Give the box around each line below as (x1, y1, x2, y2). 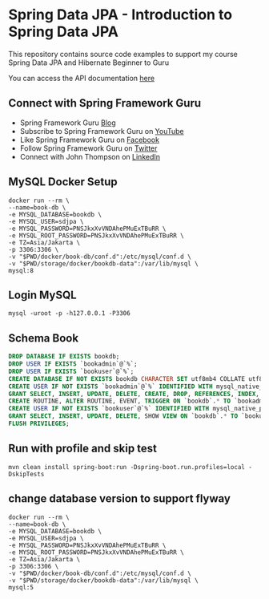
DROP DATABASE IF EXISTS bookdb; (8, 353, 120, 361)
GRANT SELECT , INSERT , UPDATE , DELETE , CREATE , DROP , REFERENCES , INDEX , (8, 390, 260, 398)
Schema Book (8, 331, 78, 345)
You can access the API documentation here (8, 73, 155, 83)
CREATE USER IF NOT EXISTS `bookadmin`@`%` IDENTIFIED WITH (8, 382, 214, 391)
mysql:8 (8, 266, 34, 274)
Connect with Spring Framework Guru (8, 96, 202, 110)
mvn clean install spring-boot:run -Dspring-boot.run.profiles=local (8, 463, 246, 471)
